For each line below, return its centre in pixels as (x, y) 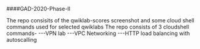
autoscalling (22, 40)
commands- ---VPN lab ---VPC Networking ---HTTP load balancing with (98, 33)
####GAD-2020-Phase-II (39, 9)
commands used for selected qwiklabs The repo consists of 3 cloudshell (98, 27)
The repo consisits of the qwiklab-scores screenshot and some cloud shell (100, 20)
